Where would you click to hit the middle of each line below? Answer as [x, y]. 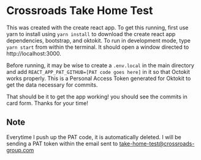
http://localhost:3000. [34, 53]
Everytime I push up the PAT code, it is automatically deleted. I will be [94, 137]
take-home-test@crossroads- [157, 144]
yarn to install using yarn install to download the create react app [91, 34]
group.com [20, 150]
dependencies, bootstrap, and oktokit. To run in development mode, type [99, 40]
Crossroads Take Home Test [80, 11]
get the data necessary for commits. [52, 85]
